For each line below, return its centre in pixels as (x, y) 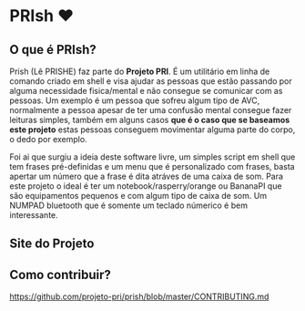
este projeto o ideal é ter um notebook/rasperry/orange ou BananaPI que (146, 186)
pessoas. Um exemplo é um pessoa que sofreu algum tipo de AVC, (135, 100)
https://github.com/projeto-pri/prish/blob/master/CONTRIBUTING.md (139, 296)
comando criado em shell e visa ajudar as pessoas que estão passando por (151, 81)
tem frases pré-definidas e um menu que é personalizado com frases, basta (152, 166)
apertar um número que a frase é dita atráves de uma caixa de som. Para (147, 176)
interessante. (34, 215)
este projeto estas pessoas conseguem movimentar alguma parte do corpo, (152, 130)
